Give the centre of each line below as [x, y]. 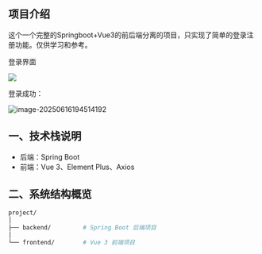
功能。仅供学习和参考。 [53, 44]
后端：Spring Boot [50, 156]
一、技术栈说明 [45, 136]
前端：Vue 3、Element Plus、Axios [77, 167]
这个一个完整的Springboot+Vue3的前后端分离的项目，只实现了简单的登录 [128, 35]
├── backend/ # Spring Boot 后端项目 [83, 228]
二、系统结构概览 [50, 194]
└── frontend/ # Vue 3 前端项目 [72, 242]
